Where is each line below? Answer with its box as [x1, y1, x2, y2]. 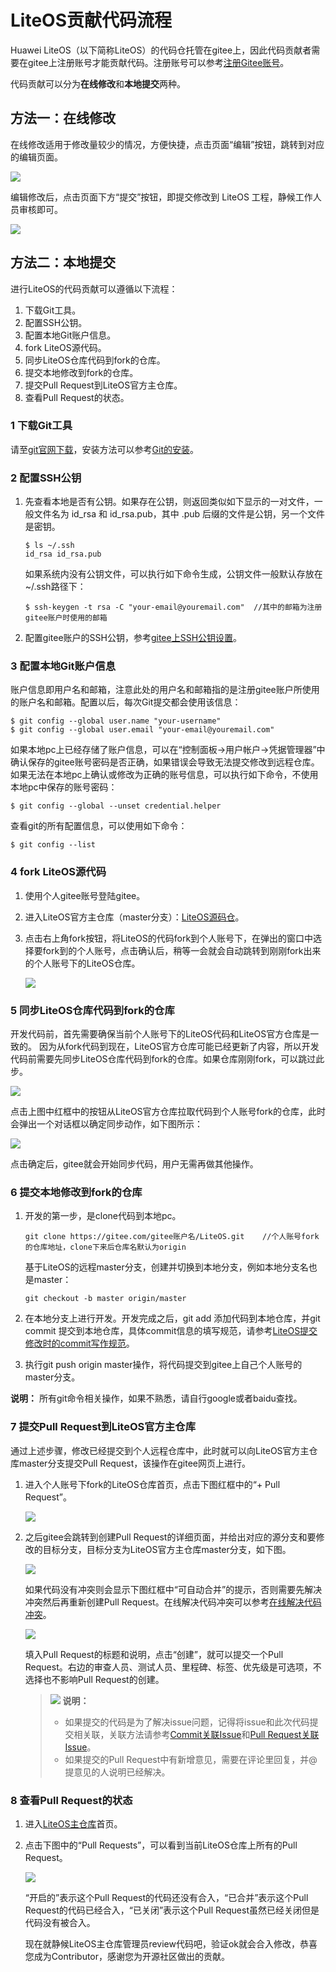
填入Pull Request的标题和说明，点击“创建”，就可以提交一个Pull [24, 1648, 284, 1660]
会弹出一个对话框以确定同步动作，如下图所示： [10, 1118, 203, 1130]
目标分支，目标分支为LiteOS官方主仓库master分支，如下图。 [42, 1543, 292, 1555]
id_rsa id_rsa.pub [24, 549, 102, 560]
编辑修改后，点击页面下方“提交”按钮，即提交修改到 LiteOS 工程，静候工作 [10, 191, 313, 203]
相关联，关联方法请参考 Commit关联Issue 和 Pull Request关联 [73, 1728, 320, 1740]
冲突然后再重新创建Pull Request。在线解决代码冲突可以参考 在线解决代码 [24, 1596, 322, 1608]
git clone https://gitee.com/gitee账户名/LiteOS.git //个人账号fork [24, 1232, 320, 1242]
